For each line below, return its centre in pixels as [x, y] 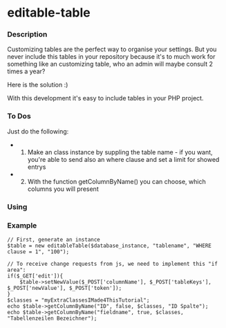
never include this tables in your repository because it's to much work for [111, 57]
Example [22, 225]
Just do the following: [38, 131]
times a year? [26, 71]
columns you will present [63, 189]
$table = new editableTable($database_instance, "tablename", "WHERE [110, 246]
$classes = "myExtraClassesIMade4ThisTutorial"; [78, 300]
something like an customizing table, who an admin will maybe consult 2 [110, 64]
